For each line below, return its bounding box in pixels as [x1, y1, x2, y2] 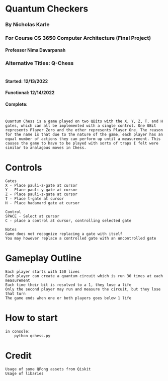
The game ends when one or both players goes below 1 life [5, 295, 132, 300]
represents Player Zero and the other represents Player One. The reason [5, 128, 163, 133]
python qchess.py [14, 333, 51, 338]
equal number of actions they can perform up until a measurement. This [5, 136, 161, 141]
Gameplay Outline [5, 253, 82, 264]
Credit [5, 350, 32, 361]
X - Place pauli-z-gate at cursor [5, 183, 78, 188]
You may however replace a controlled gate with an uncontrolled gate [5, 236, 156, 241]
